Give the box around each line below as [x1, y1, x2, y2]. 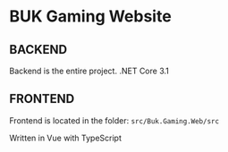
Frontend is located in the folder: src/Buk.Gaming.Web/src [9, 114, 220, 126]
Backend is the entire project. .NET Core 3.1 [9, 65, 170, 76]
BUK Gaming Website [9, 6, 172, 27]
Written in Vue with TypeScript [9, 132, 122, 143]
